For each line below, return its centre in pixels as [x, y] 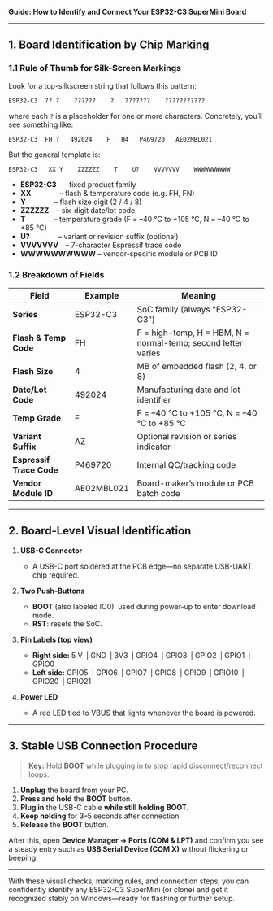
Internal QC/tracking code [186, 464]
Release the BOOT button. [64, 824]
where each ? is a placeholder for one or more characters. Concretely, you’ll [136, 116]
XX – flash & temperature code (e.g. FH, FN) [107, 193]
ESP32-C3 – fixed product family [78, 184]
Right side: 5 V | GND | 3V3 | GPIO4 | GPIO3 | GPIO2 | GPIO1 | [141, 655]
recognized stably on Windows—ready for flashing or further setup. [122, 898]
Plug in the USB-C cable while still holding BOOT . [104, 807]
